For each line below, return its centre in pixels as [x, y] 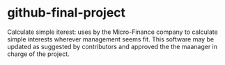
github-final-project [67, 13]
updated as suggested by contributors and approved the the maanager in [113, 46]
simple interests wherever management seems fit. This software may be [111, 39]
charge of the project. [38, 54]
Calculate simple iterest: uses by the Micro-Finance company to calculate [113, 32]
